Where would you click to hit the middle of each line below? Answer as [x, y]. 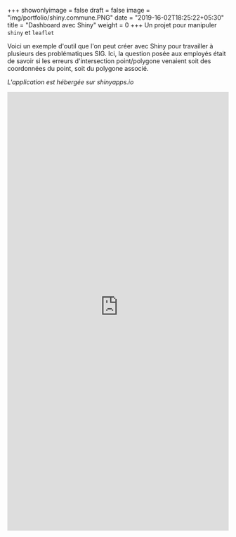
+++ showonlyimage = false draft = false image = [79, 10]
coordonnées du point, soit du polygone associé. [78, 68]
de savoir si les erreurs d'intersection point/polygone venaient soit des [109, 61]
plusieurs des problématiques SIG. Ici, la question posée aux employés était [117, 53]
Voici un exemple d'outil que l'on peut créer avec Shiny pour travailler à [110, 46]
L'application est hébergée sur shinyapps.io [71, 82]
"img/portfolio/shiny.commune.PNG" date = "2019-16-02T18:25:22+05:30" [116, 18]
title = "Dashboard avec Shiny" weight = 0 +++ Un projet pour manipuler [112, 25]
